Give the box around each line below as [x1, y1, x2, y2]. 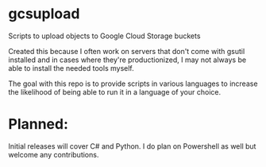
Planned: [8, 115, 69, 134]
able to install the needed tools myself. [8, 63, 135, 72]
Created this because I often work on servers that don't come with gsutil [8, 46, 245, 56]
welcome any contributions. [8, 150, 99, 159]
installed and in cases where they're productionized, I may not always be [8, 55, 247, 64]
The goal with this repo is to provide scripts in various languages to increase [8, 79, 258, 88]
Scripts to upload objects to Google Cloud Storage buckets [8, 31, 201, 41]
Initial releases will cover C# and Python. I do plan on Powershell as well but [8, 141, 256, 151]
